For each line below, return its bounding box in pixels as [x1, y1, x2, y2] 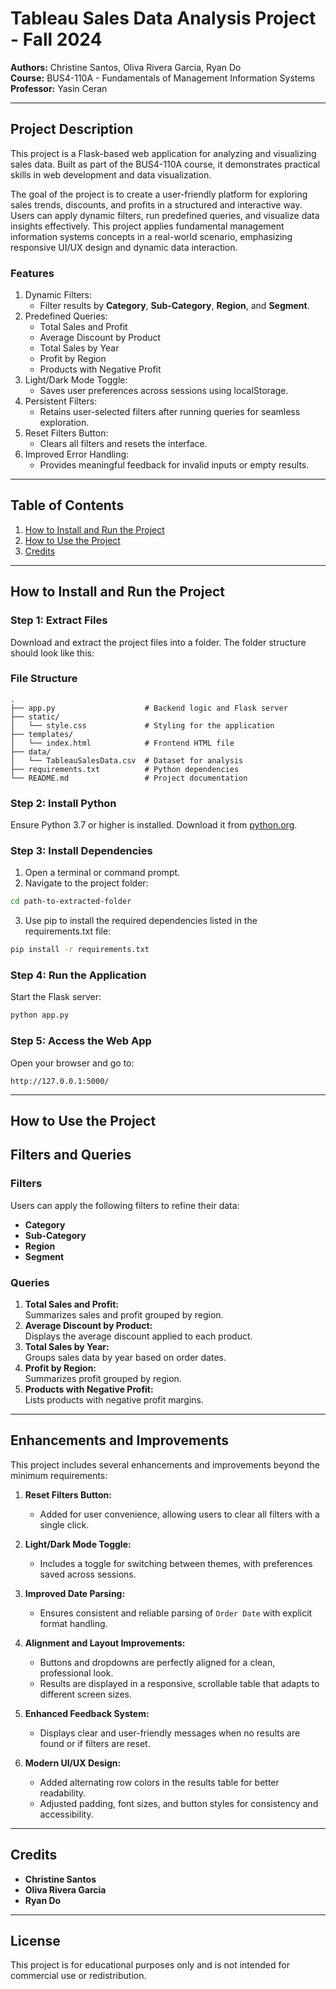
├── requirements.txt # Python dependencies [10, 764, 240, 774]
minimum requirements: [10, 1469, 108, 1481]
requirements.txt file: [24, 925, 112, 937]
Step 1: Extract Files [10, 613, 108, 627]
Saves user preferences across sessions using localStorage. [39, 385, 289, 397]
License [10, 1933, 61, 1950]
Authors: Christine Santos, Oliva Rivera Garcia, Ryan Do [10, 61, 242, 73]
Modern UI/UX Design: [24, 1757, 122, 1769]
